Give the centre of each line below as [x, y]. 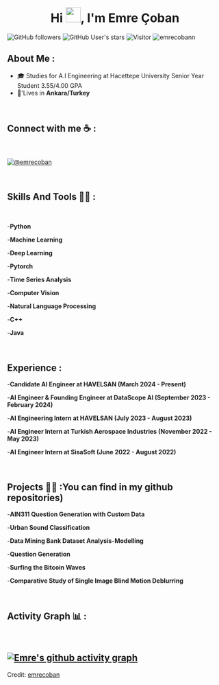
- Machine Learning [35, 240]
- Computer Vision [33, 293]
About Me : [31, 59]
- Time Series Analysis [39, 280]
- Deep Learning [30, 253]
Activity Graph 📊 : [47, 617]
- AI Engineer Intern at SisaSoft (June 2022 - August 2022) [92, 452]
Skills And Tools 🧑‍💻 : [51, 197]
